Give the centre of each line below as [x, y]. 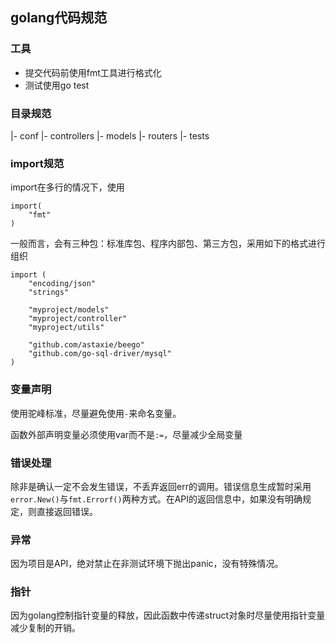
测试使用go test [57, 85]
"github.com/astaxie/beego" [86, 345]
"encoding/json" [62, 284]
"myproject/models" [69, 310]
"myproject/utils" [66, 328]
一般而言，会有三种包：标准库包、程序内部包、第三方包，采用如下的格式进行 [168, 244]
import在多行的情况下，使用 [67, 187]
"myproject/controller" [78, 319]
